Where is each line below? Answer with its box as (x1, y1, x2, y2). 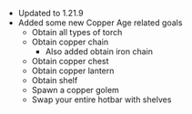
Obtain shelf (31, 75, 78, 85)
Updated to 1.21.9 (17, 8, 84, 18)
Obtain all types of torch (31, 27, 123, 37)
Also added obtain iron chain (45, 46, 153, 57)
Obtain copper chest (31, 56, 109, 66)
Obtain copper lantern (31, 65, 115, 76)
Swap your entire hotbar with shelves (31, 94, 172, 105)
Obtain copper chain (31, 36, 109, 47)
